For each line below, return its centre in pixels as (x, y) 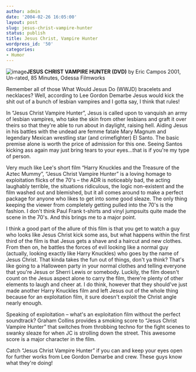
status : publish (26, 33)
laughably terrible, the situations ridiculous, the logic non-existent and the (95, 186)
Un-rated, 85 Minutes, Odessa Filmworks (56, 78)
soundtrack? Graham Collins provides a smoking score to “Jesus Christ (92, 320)
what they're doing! (30, 363)
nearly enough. (24, 303)
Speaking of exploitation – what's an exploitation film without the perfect (93, 314)
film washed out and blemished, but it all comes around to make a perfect (95, 192)
